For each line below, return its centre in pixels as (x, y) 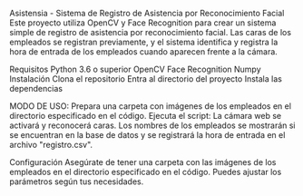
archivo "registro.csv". (51, 145)
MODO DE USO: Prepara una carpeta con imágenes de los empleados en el (151, 106)
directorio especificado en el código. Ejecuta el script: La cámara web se (146, 116)
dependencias (36, 88)
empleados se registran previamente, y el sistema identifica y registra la (144, 42)
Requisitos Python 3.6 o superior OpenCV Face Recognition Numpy (135, 69)
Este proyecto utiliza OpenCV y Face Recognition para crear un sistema (143, 23)
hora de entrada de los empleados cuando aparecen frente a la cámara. (144, 52)
